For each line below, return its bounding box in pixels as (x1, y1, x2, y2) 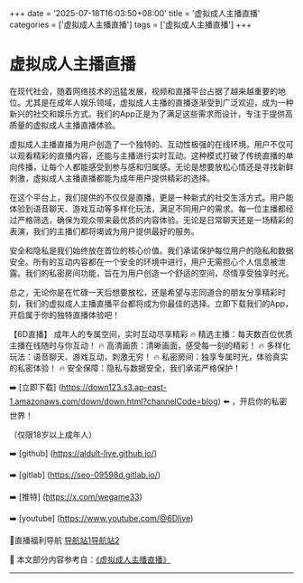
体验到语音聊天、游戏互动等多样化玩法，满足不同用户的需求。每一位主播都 (9, 202, 286, 214)
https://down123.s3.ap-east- (61, 381, 167, 392)
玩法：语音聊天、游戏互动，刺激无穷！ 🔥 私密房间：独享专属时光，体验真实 (9, 351, 289, 362)
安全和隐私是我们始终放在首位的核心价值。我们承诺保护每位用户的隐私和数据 (9, 245, 294, 256)
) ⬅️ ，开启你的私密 (217, 396, 288, 407)
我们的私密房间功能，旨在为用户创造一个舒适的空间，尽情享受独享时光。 (24, 268, 294, 278)
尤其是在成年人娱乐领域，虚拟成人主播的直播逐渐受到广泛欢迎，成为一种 (24, 97, 294, 108)
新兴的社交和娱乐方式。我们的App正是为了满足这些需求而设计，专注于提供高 (9, 108, 293, 119)
